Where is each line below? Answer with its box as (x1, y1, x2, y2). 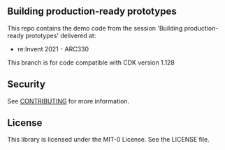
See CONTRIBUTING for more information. (7, 97, 130, 105)
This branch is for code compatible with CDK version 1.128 (7, 58, 175, 67)
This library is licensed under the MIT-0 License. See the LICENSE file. (7, 135, 210, 144)
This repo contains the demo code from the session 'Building (7, 24, 183, 32)
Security (7, 78, 45, 90)
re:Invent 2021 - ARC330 (17, 44, 89, 53)
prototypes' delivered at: (25, 31, 96, 40)
